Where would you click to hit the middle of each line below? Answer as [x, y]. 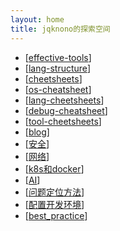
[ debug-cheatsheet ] [66, 110]
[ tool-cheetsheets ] [63, 121]
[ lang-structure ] [57, 68]
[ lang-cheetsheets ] [64, 100]
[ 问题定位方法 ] [54, 192]
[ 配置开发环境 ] [54, 204]
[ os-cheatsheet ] [58, 89]
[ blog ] [37, 132]
